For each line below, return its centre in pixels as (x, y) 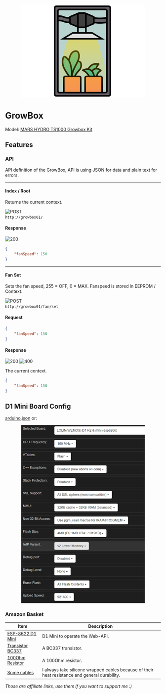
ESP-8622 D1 (22, 633)
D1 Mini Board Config (38, 406)
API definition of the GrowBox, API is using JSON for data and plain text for (81, 170)
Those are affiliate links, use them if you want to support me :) (69, 686)
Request (14, 318)
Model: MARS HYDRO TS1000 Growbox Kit (49, 129)
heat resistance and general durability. (81, 675)
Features (19, 145)
